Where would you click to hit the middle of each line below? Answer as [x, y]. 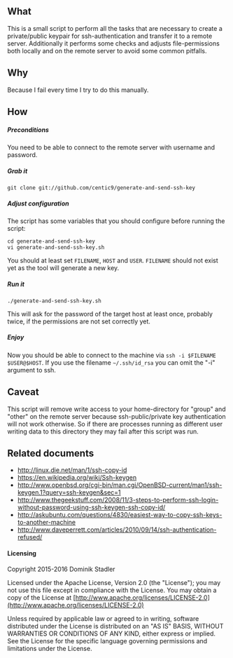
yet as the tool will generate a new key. [63, 268]
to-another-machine [47, 523]
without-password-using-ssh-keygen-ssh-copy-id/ [91, 507]
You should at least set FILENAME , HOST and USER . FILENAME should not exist [113, 260]
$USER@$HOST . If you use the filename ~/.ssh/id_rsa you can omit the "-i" [111, 362]
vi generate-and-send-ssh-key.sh [56, 247]
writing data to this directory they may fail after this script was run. [103, 431]
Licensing [22, 553]
